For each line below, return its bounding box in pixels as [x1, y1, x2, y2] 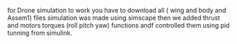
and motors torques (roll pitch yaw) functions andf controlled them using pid [7, 21, 230, 29]
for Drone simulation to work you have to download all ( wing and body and [7, 6, 226, 14]
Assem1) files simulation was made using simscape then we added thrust [7, 13, 221, 22]
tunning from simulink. [7, 28, 73, 37]
